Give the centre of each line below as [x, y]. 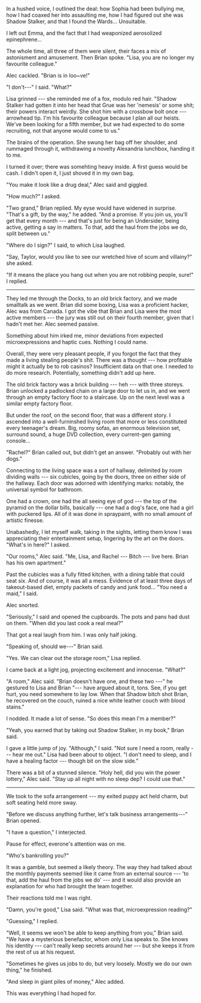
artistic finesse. [25, 520]
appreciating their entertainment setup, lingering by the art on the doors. [95, 538]
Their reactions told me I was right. [49, 898]
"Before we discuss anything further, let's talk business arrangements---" [97, 814]
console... [19, 441]
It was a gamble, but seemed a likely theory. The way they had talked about [99, 867]
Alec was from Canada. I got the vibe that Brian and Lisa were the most [94, 311]
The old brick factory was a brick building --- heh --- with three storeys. [95, 384]
